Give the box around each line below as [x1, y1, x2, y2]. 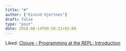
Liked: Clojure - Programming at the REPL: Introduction [5, 40, 121, 46]
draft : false [5, 17, 33, 22]
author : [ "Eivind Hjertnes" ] [5, 12, 67, 17]
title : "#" [5, 7, 29, 13]
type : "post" [5, 21, 33, 27]
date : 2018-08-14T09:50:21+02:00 [5, 26, 77, 31]
